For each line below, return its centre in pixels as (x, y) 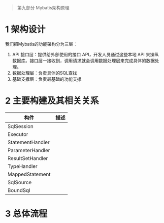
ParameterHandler (29, 150)
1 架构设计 (25, 30)
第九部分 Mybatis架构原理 (43, 8)
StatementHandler (29, 142)
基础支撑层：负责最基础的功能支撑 (47, 79)
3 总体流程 (26, 214)
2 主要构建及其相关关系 (52, 101)
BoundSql (19, 190)
